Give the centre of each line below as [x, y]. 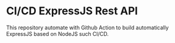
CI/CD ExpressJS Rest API [72, 11]
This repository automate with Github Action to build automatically [87, 27]
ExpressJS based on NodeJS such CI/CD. [58, 33]
